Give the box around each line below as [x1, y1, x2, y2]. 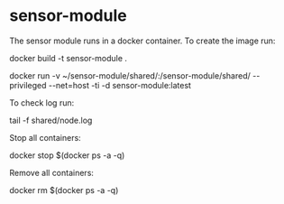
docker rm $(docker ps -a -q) [9, 184, 119, 195]
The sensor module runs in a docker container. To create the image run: [9, 35, 276, 46]
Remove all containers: [9, 167, 95, 178]
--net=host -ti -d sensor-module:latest [48, 79, 192, 90]
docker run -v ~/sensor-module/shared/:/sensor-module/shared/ [9, 70, 251, 81]
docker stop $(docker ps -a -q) [9, 150, 125, 161]
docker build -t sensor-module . [9, 52, 128, 63]
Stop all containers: [9, 132, 81, 143]
